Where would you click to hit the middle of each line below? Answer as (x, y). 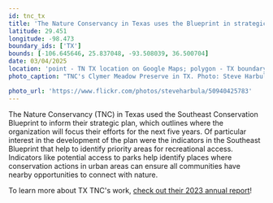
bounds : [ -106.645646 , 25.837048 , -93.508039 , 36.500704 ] (108, 54)
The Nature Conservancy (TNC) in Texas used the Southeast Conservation (133, 114)
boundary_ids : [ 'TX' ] (45, 46)
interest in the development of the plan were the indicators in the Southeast (134, 140)
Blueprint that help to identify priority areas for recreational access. (121, 149)
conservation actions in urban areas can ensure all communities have (125, 166)
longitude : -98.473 (41, 39)
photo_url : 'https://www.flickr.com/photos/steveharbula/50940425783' (130, 91)
